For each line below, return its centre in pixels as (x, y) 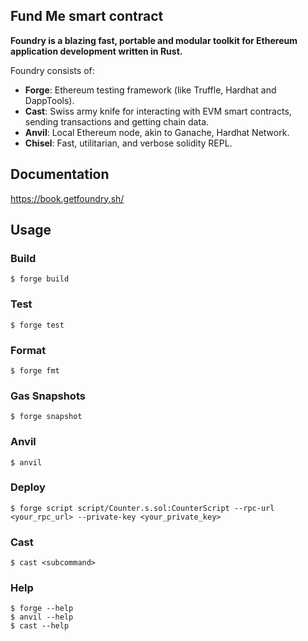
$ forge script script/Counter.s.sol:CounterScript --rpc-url (142, 508)
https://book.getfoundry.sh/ (67, 198)
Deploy (28, 487)
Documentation (60, 174)
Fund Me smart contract (87, 16)
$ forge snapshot (46, 417)
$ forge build (40, 279)
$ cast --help (40, 626)
